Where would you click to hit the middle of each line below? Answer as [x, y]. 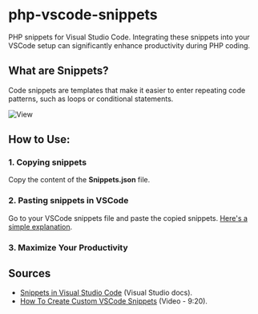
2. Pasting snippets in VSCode [69, 201]
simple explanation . [40, 226]
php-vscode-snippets [83, 15]
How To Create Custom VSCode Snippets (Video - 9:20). [114, 301]
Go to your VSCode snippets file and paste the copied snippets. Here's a [128, 218]
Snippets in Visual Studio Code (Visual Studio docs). [106, 293]
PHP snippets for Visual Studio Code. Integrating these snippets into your [129, 37]
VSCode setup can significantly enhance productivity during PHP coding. [129, 45]
